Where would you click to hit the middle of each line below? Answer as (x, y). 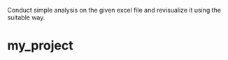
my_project (40, 46)
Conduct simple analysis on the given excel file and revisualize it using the (114, 10)
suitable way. (26, 17)
